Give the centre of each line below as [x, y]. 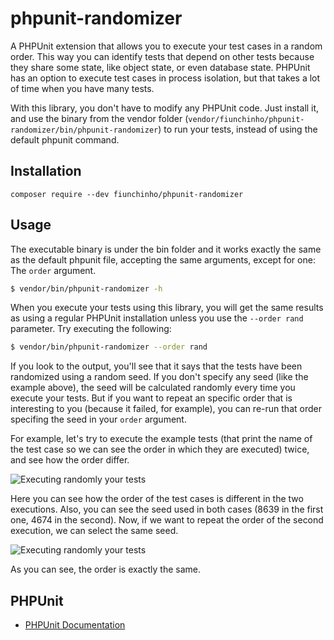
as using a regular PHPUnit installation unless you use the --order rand [157, 318]
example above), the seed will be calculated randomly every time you [153, 388]
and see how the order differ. [70, 460]
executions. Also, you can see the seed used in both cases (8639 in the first [167, 509]
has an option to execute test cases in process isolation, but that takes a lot [165, 78]
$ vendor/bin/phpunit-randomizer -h [86, 288]
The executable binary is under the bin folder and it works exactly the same [166, 249]
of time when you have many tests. [82, 88]
